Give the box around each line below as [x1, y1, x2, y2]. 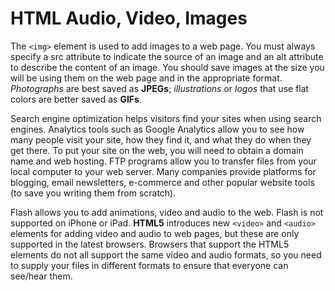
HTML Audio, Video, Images [10, 7, 248, 30]
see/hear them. [10, 270, 73, 282]
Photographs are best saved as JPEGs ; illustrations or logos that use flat [10, 82, 310, 94]
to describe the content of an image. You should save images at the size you [10, 61, 325, 73]
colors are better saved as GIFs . [10, 93, 142, 105]
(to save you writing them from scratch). [10, 187, 177, 199]
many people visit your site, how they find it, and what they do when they [10, 133, 312, 146]
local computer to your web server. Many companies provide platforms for [10, 165, 317, 177]
